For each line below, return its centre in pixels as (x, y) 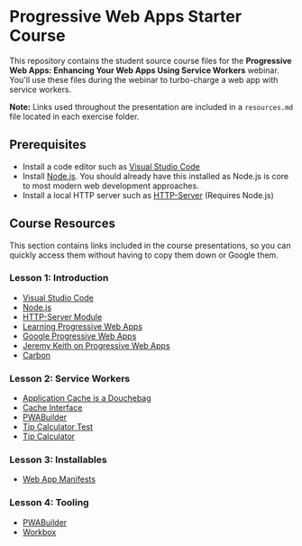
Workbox (39, 532)
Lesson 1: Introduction (59, 278)
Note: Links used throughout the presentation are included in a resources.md (151, 106)
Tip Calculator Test (57, 427)
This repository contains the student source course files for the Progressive (151, 60)
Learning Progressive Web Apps (82, 326)
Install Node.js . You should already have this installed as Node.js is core (156, 176)
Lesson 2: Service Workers (70, 378)
